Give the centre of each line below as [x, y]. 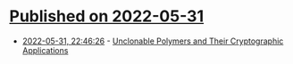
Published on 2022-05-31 [106, 16]
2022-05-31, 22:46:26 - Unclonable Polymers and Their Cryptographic [153, 41]
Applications [45, 50]
